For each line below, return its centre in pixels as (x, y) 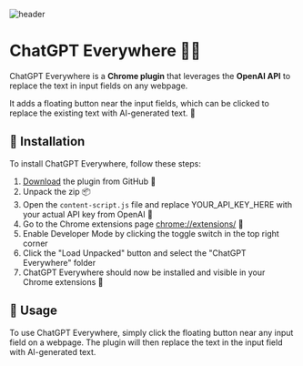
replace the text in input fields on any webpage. (99, 86)
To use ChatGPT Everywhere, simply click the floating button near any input (151, 332)
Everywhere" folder (59, 262)
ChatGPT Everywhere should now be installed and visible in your (144, 272)
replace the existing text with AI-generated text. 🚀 (102, 113)
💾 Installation (47, 142)
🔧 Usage (33, 311)
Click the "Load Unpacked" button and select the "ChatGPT (135, 253)
